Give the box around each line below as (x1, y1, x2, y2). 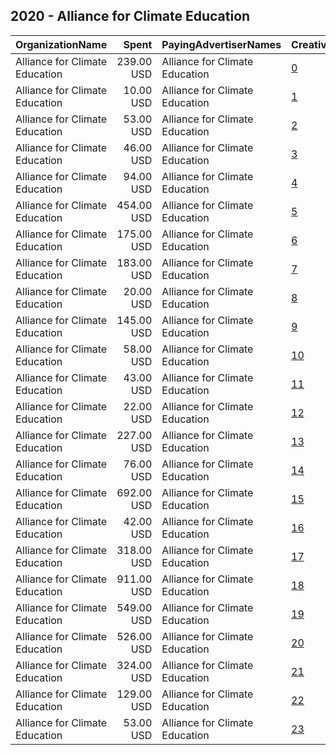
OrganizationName (15, 37, 108, 51)
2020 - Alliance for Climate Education (10, 8, 251, 25)
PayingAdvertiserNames (161, 37, 282, 51)
